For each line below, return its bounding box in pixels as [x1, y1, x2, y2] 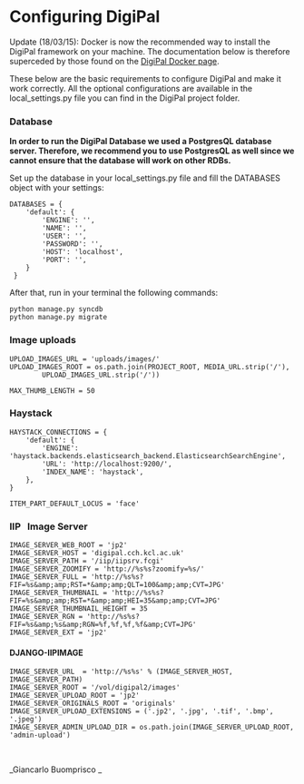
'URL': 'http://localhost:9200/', [42, 459, 172, 468]
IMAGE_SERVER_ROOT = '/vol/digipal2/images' [9, 683, 181, 692]
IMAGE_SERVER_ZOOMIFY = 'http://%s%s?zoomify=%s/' [9, 564, 205, 573]
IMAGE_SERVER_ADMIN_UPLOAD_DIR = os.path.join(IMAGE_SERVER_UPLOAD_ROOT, [9, 723, 295, 732]
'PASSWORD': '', [42, 240, 103, 249]
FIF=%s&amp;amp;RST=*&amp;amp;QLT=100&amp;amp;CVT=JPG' [9, 581, 225, 590]
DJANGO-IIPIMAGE [9, 647, 83, 658]
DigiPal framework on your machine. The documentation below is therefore [9, 45, 290, 56]
